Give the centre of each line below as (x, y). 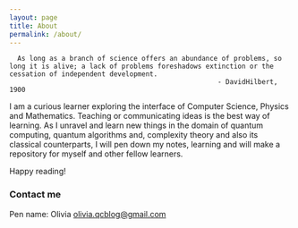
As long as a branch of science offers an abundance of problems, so (149, 59)
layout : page (34, 17)
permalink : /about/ (46, 34)
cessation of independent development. (84, 74)
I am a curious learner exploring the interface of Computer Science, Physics (149, 106)
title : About (34, 26)
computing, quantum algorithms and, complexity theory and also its (134, 135)
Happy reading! (38, 172)
